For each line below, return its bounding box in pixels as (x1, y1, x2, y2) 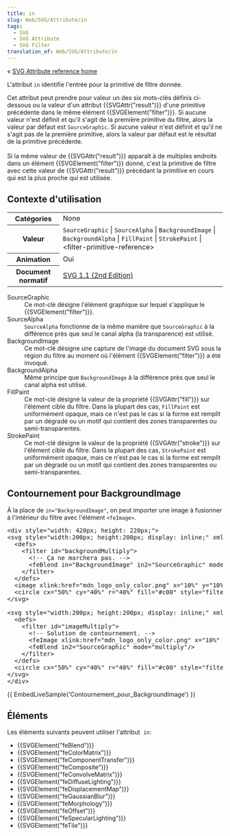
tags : (7, 23, 23, 29)
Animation (16, 254, 51, 264)
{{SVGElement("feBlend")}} (16, 741, 94, 750)
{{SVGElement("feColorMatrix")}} (16, 748, 112, 757)
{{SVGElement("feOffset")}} (16, 807, 96, 815)
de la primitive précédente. (7, 137, 84, 145)
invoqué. (24, 358, 49, 367)
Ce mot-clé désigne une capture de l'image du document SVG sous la (24, 344, 221, 352)
